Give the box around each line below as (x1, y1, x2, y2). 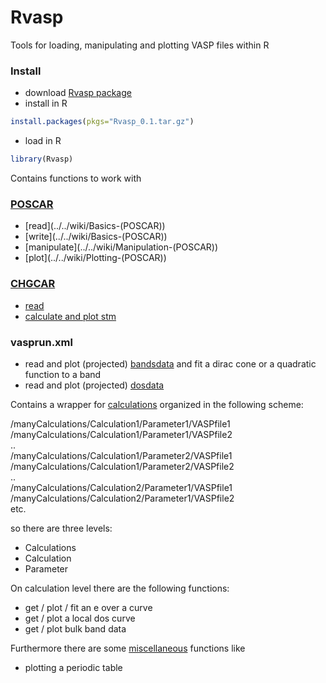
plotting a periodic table (24, 661, 123, 673)
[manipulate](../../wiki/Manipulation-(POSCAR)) (24, 241, 219, 253)
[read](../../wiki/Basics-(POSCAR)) (24, 220, 166, 232)
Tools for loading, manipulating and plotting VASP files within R (10, 39, 270, 51)
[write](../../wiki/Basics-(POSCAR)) (24, 231, 168, 243)
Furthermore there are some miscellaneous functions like (10, 642, 246, 654)
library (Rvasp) (10, 154, 74, 165)
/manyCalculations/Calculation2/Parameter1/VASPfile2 (10, 492, 235, 504)
